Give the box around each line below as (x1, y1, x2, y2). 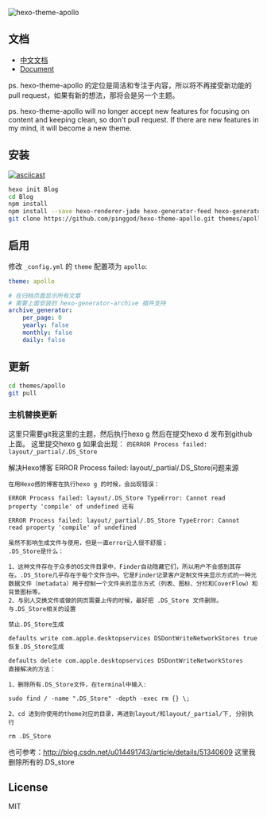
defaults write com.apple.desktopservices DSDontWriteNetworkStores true (8, 634, 258, 642)
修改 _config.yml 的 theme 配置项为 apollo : (8, 261, 148, 270)
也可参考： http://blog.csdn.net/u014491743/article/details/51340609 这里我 (8, 747, 256, 757)
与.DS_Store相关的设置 (8, 605, 76, 613)
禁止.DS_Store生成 (8, 621, 64, 628)
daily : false (22, 336, 66, 344)
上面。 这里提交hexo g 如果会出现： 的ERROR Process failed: (8, 438, 208, 449)
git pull (8, 389, 37, 397)
